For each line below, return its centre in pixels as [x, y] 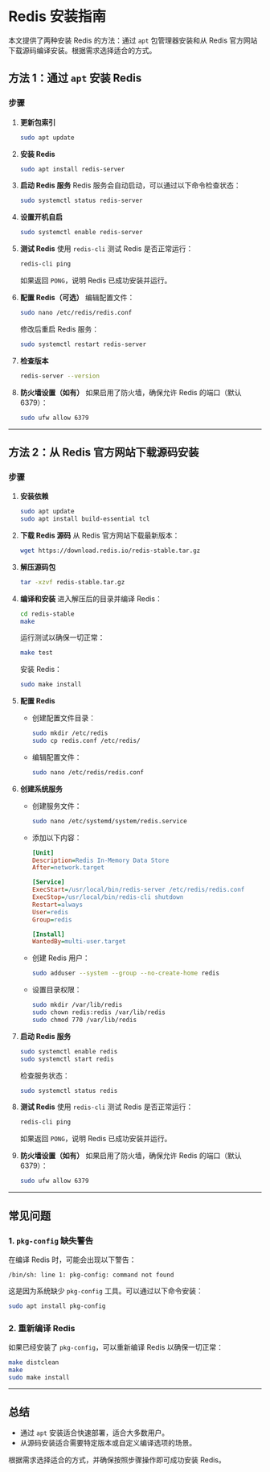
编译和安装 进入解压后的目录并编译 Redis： [91, 598]
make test [37, 653]
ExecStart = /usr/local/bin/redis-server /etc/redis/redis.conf [138, 890]
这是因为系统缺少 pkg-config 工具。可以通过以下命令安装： [106, 1291]
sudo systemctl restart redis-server [83, 344]
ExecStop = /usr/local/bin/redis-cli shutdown [108, 897]
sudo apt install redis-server [72, 169]
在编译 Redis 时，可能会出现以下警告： [72, 1260]
